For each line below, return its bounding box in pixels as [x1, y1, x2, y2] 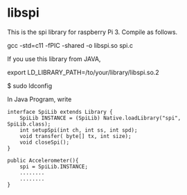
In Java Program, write [7, 95, 72, 103]
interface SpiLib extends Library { [7, 108, 113, 115]
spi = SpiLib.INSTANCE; [19, 163, 89, 170]
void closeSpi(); [19, 139, 70, 146]
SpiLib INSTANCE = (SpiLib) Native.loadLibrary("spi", [19, 115, 181, 121]
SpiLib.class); [7, 120, 51, 128]
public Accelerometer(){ [7, 157, 79, 164]
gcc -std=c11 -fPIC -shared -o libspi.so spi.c [7, 41, 134, 49]
